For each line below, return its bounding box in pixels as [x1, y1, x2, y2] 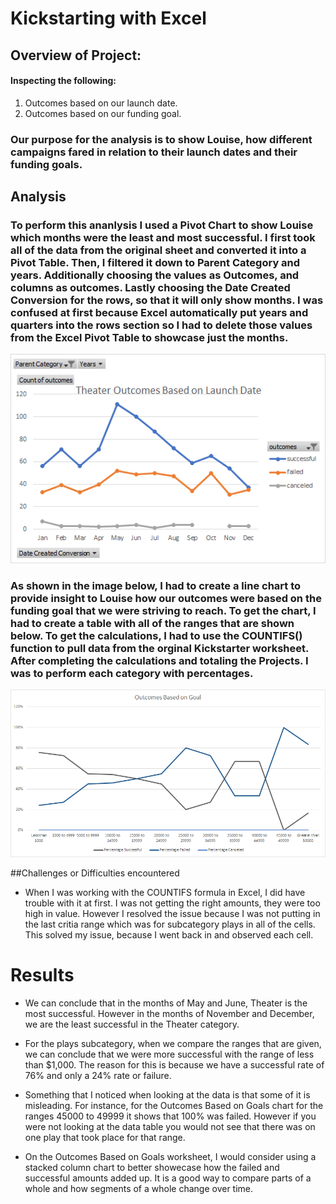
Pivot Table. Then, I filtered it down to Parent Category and [10, 256, 301, 270]
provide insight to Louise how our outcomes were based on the [10, 592, 322, 606]
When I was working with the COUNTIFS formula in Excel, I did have [24, 886, 306, 898]
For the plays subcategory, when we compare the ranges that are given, [24, 1037, 322, 1049]
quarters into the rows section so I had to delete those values [10, 318, 313, 332]
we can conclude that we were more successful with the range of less [24, 1048, 315, 1060]
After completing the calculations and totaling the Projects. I [10, 654, 309, 668]
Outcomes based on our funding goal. [24, 107, 182, 119]
